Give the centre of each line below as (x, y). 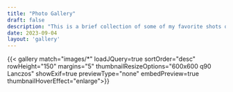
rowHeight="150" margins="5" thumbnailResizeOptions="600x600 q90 (109, 66)
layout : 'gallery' (34, 39)
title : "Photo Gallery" (42, 13)
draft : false (26, 20)
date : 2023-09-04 (32, 33)
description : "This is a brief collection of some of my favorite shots (114, 26)
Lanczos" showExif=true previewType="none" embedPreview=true (103, 74)
